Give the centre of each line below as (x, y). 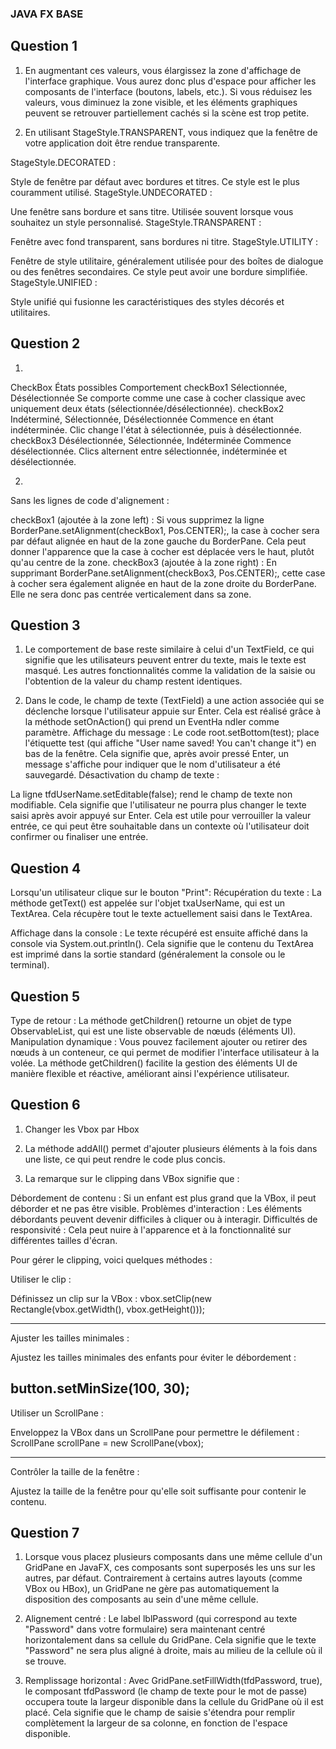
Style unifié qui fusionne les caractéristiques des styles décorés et (147, 301)
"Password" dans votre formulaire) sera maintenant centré (145, 1629)
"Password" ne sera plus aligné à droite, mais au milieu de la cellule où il (173, 1651)
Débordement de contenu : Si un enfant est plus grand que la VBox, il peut (163, 1198)
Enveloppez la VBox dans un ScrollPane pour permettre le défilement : (155, 1432)
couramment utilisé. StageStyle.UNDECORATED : (111, 192)
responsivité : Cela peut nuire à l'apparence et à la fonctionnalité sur (151, 1229)
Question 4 (46, 868)
